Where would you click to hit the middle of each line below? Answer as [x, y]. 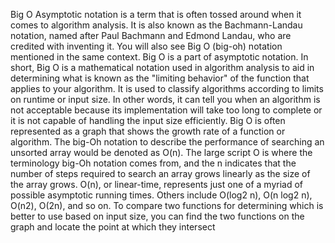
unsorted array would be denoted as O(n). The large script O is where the [161, 152]
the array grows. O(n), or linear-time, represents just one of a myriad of [157, 184]
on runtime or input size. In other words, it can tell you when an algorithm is [165, 99]
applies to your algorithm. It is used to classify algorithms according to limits [167, 88]
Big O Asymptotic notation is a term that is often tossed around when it [156, 14]
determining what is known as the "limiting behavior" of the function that [160, 78]
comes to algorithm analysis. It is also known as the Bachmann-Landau [156, 25]
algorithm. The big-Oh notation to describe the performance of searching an [167, 142]
